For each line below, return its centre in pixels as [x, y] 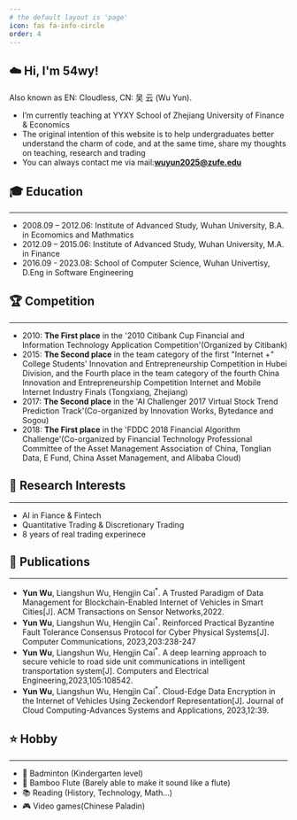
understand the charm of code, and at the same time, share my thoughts [154, 143]
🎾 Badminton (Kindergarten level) [82, 773]
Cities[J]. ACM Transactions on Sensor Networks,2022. [123, 612]
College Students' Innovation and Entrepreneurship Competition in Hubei [154, 363]
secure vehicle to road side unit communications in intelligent [133, 661]
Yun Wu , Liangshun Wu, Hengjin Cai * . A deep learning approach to [144, 652]
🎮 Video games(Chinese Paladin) [84, 806]
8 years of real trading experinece [84, 534]
